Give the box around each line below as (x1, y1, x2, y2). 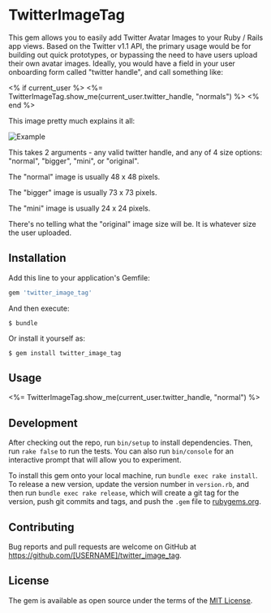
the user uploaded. (8, 228, 71, 237)
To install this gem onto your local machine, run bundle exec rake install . (8, 471, 258, 480)
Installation (8, 251, 67, 265)
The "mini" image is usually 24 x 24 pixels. (8, 203, 151, 213)
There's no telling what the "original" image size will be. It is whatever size (8, 219, 257, 228)
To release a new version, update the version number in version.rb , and (8, 480, 250, 489)
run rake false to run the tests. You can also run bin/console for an (8, 446, 234, 456)
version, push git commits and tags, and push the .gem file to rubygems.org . (8, 497, 262, 506)
